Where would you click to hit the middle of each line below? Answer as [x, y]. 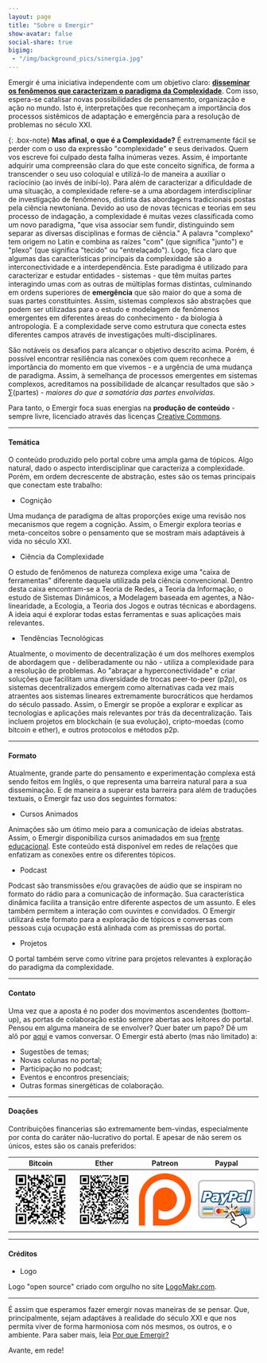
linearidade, [28, 606]
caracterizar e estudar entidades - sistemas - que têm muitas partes [120, 275]
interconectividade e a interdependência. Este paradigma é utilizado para [128, 267]
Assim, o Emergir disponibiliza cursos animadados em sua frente [114, 838]
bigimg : [21, 51]
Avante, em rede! [36, 1350]
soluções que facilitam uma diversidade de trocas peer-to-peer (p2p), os [128, 679]
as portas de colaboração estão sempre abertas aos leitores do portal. [138, 1019]
